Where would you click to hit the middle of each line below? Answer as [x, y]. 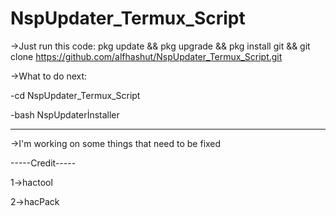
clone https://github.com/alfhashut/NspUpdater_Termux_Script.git [146, 56]
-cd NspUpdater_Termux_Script [75, 95]
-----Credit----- [43, 163]
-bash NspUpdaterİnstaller [65, 114]
